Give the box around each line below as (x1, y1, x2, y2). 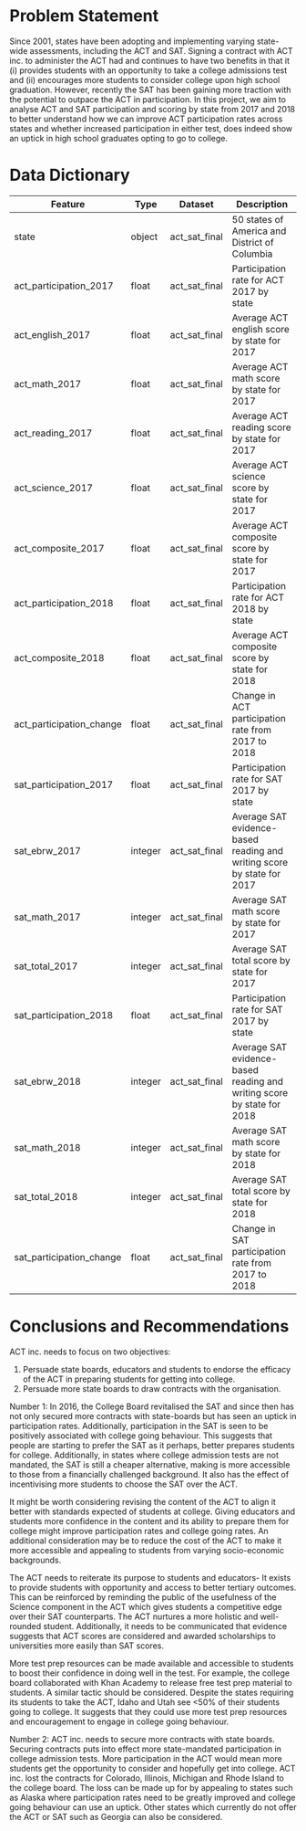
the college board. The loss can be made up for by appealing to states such (9, 1782, 293, 1793)
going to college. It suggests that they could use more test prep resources (9, 1706, 288, 1717)
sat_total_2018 (14, 1190, 78, 1203)
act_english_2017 (14, 328, 91, 341)
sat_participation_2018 (14, 1008, 114, 1021)
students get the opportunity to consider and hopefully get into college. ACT (9, 1763, 296, 1773)
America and (231, 225, 287, 237)
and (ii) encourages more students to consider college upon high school (9, 74, 280, 85)
